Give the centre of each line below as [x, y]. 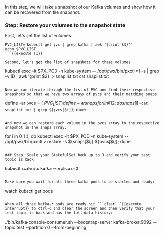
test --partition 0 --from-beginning [52, 227]
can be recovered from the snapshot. [43, 12]
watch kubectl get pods [29, 191]
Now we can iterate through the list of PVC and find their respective [80, 90]
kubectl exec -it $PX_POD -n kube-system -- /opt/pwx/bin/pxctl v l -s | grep [82, 71]
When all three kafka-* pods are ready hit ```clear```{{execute [73, 204]
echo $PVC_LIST [21, 49]
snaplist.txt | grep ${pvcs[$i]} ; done [46, 110]
